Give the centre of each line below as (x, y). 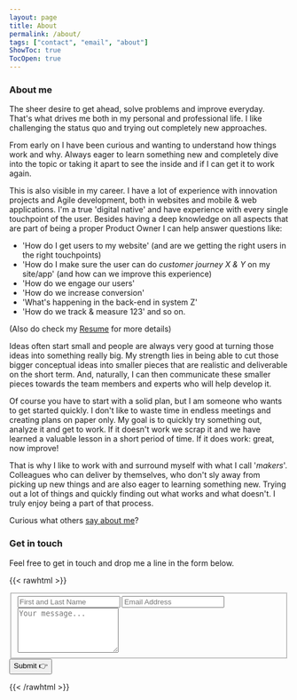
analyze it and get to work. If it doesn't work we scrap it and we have (135, 430)
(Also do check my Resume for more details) (90, 329)
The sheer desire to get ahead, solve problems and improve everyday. (137, 109)
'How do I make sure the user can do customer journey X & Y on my (146, 265)
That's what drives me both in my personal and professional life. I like (136, 119)
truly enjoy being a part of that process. (82, 504)
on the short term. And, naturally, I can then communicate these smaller (140, 375)
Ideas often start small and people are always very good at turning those (142, 346)
